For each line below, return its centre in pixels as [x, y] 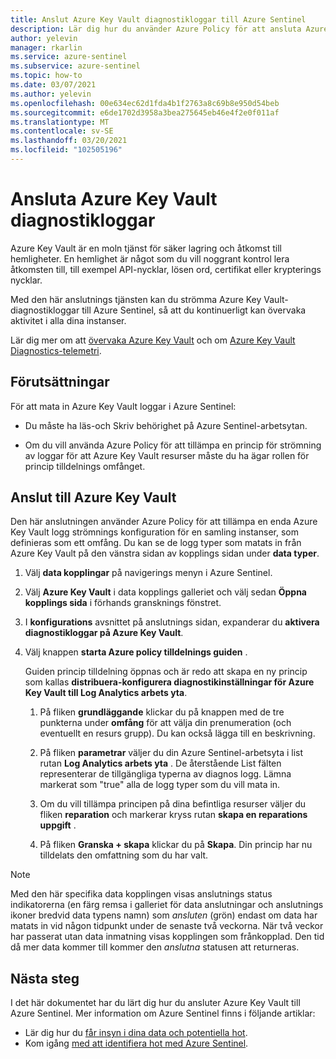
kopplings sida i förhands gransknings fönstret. [123, 603]
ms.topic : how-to [46, 76]
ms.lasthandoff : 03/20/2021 [69, 141]
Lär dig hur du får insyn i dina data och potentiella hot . [136, 1033]
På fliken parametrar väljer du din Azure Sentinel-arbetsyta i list [171, 753]
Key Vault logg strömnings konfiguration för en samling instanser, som [154, 532]
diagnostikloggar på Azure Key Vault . [104, 633]
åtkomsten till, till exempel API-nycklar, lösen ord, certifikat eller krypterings [166, 269]
